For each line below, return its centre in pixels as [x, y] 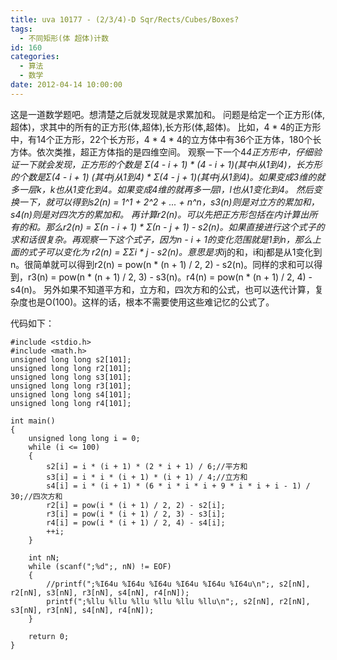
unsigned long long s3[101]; [71, 377]
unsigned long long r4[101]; [71, 403]
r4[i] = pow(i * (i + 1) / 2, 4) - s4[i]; [136, 522]
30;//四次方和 [36, 496]
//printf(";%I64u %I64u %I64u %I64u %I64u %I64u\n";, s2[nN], [178, 584]
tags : [21, 29]
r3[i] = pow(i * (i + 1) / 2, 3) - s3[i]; [136, 514]
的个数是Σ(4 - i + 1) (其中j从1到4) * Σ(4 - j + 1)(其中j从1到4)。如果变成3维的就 [168, 177]
